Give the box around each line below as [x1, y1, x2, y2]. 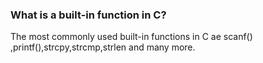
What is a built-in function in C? [10, 8, 167, 22]
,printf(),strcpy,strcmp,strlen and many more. [10, 41, 196, 53]
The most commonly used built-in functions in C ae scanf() [10, 31, 253, 43]
